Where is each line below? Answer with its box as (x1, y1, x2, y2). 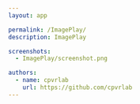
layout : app (8, 11, 47, 20)
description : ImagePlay (8, 33, 87, 41)
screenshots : (8, 47, 51, 55)
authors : (8, 69, 37, 77)
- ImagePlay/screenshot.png (15, 54, 108, 63)
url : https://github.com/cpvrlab (22, 84, 133, 91)
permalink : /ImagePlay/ (8, 25, 87, 34)
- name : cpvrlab (15, 76, 69, 84)
